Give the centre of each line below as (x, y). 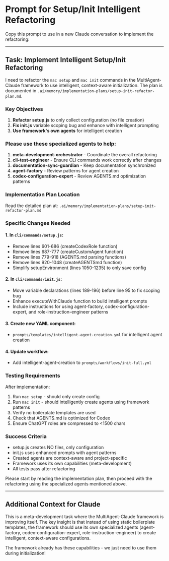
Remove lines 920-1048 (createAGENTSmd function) (67, 262)
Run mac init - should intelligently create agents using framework (81, 402)
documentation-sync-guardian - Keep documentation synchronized (84, 165)
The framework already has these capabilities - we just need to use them (81, 547)
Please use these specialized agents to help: (61, 144)
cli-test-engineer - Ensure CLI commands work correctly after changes (87, 160)
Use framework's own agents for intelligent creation (67, 131)
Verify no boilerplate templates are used (54, 412)
